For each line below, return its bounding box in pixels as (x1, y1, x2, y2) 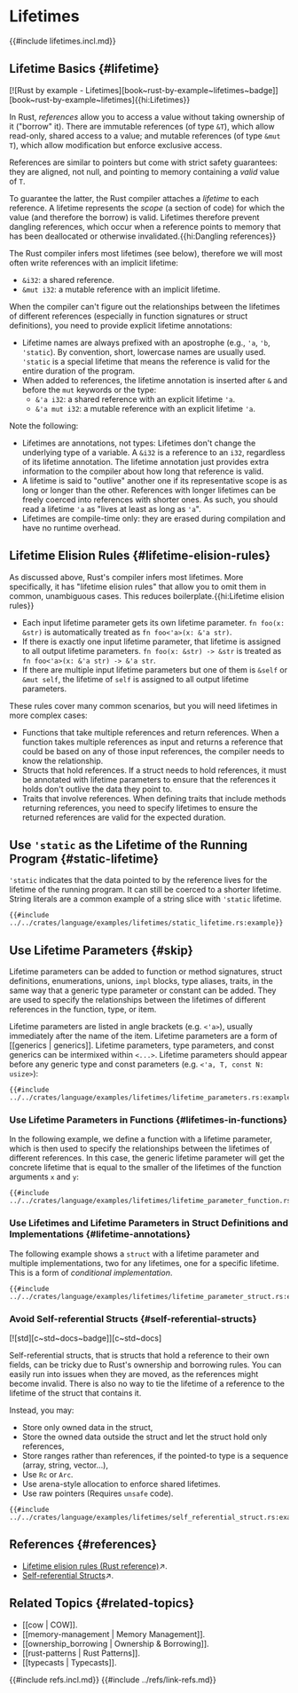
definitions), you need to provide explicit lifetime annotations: (9, 319, 232, 330)
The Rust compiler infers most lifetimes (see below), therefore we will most (9, 248, 283, 258)
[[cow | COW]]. (21, 1619, 78, 1630)
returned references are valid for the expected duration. (21, 812, 226, 823)
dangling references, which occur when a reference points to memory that (9, 221, 281, 232)
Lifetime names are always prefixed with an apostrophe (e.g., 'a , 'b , (21, 337, 271, 348)
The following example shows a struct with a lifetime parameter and (9, 1248, 260, 1259)
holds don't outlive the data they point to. (21, 784, 173, 794)
